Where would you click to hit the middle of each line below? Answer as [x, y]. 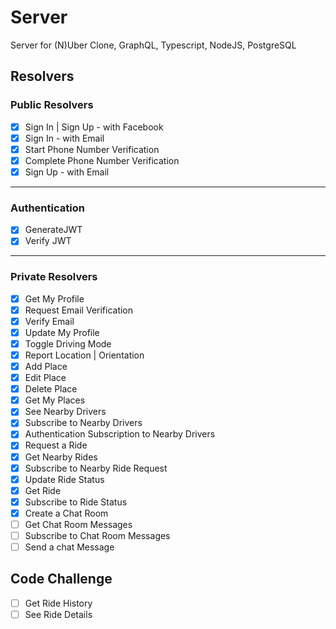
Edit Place [45, 378]
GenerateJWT [53, 230]
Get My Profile [54, 298]
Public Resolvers [52, 105]
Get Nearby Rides [61, 457]
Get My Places [55, 400]
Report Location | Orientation [84, 355]
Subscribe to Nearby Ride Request [96, 468]
